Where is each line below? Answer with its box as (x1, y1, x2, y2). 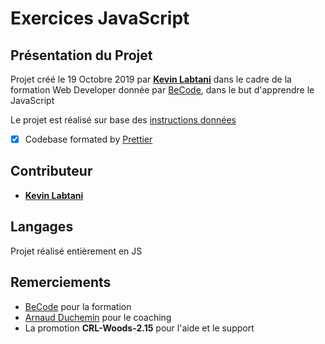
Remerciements (10, 274, 112, 291)
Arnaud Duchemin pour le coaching (24, 311, 172, 323)
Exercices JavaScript (10, 7, 190, 30)
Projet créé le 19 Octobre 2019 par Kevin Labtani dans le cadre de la (10, 73, 292, 85)
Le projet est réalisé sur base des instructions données (10, 114, 237, 126)
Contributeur (10, 163, 93, 180)
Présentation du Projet (10, 47, 153, 64)
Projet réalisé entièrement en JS (10, 245, 143, 257)
